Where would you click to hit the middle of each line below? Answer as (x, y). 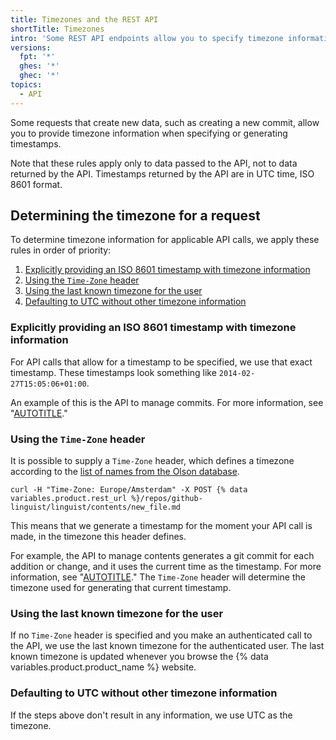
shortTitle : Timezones (57, 29)
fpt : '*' (37, 57)
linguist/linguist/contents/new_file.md (96, 507)
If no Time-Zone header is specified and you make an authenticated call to (161, 635)
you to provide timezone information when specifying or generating (149, 133)
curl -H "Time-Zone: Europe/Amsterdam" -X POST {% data (129, 490)
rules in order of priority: (61, 250)
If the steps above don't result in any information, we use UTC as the (151, 715)
